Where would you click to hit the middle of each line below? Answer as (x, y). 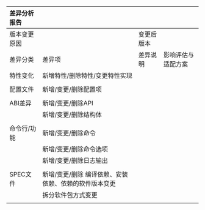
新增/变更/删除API (68, 103)
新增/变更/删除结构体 (72, 114)
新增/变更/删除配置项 (72, 89)
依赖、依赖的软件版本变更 (79, 183)
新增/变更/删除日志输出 (75, 160)
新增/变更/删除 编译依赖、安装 (85, 174)
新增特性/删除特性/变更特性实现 (88, 76)
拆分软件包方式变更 (70, 195)
